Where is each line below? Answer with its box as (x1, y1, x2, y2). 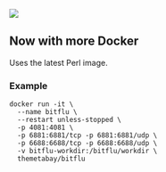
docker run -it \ (9, 100, 74, 109)
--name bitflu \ (17, 108, 78, 117)
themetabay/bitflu (17, 154, 87, 164)
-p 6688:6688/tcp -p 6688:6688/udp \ (17, 139, 158, 148)
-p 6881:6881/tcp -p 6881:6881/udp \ (17, 131, 158, 140)
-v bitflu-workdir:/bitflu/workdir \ (17, 147, 158, 156)
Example (9, 79, 48, 92)
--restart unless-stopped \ (17, 116, 122, 125)
